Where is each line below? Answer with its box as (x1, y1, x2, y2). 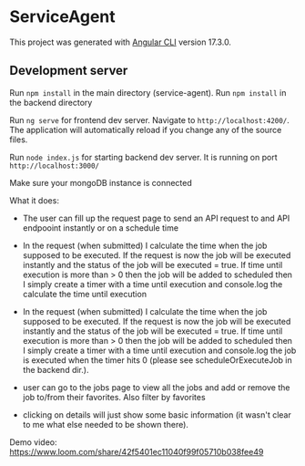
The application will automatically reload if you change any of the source (9, 124, 282, 135)
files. (9, 134, 28, 145)
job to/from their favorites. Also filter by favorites (22, 391, 207, 402)
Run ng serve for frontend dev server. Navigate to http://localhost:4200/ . (9, 114, 290, 125)
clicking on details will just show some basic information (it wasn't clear (22, 409, 291, 420)
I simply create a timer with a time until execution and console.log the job (22, 345, 297, 356)
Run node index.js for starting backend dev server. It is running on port (9, 151, 278, 162)
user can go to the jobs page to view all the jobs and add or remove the (22, 381, 290, 393)
